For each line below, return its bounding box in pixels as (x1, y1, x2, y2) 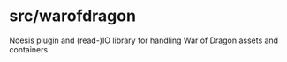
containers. (9, 44, 50, 54)
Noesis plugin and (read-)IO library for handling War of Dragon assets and (9, 35, 279, 45)
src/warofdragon (9, 6, 137, 26)
